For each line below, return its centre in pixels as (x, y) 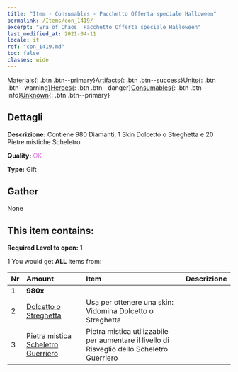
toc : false (23, 54)
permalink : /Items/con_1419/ (50, 21)
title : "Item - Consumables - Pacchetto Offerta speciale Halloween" (112, 14)
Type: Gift (22, 169)
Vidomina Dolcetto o (120, 311)
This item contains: (51, 231)
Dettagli (25, 117)
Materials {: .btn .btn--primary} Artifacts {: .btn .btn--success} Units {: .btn (112, 80)
